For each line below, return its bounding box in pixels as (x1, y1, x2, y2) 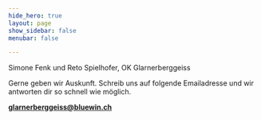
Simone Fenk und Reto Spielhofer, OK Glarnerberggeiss (8, 63, 191, 73)
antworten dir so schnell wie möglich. (8, 87, 132, 97)
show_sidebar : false (8, 26, 77, 34)
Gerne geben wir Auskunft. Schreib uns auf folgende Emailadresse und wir (8, 78, 254, 88)
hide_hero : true (8, 11, 62, 20)
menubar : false (8, 34, 59, 42)
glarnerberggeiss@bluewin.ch (8, 102, 113, 112)
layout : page (8, 19, 52, 27)
